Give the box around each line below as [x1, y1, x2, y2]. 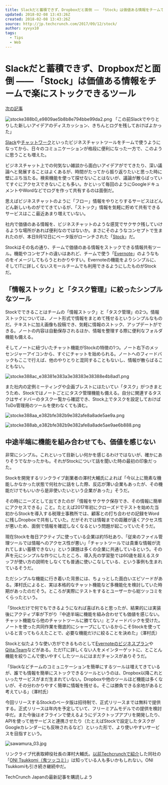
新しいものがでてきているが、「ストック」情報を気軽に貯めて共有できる [13, 204, 161, 210]
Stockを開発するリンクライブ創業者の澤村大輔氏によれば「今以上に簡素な [5, 475, 157, 481]
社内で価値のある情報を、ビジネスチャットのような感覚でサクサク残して [5, 221, 154, 227]
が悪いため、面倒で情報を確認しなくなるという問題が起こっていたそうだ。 [5, 523, 158, 529]
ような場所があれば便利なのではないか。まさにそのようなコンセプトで [9, 227, 154, 233]
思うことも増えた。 [9, 151, 49, 157]
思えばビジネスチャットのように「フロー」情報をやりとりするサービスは [5, 198, 154, 204]
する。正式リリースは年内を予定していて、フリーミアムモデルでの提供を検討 [5, 705, 162, 711]
